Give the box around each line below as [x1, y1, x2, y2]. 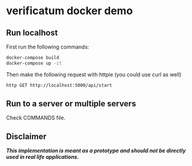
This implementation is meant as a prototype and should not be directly [6, 147, 186, 154]
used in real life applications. [6, 154, 79, 161]
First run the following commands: [6, 43, 90, 50]
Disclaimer [6, 131, 47, 141]
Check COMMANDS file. [6, 114, 66, 122]
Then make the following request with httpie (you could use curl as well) [6, 71, 182, 78]
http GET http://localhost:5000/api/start [6, 82, 112, 88]
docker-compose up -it [6, 60, 62, 66]
